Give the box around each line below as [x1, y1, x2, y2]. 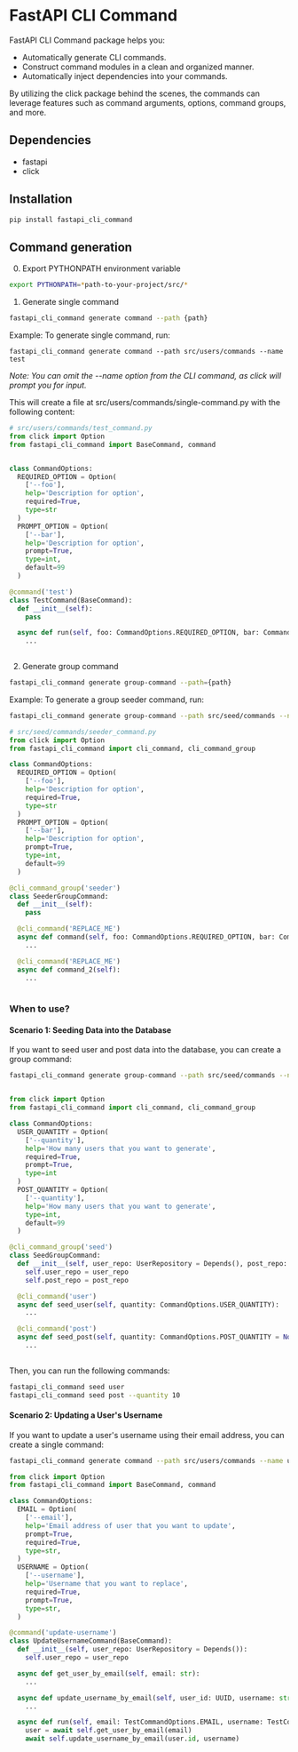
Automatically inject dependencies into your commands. [21, 70, 228, 81]
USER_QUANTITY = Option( [17, 1127, 109, 1136]
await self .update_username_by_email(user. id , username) [25, 1734, 240, 1743]
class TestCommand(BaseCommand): [9, 596, 133, 604]
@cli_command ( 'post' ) [17, 1324, 98, 1333]
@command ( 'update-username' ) [9, 1628, 117, 1637]
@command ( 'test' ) [9, 588, 74, 596]
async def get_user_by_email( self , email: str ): [17, 1668, 200, 1678]
